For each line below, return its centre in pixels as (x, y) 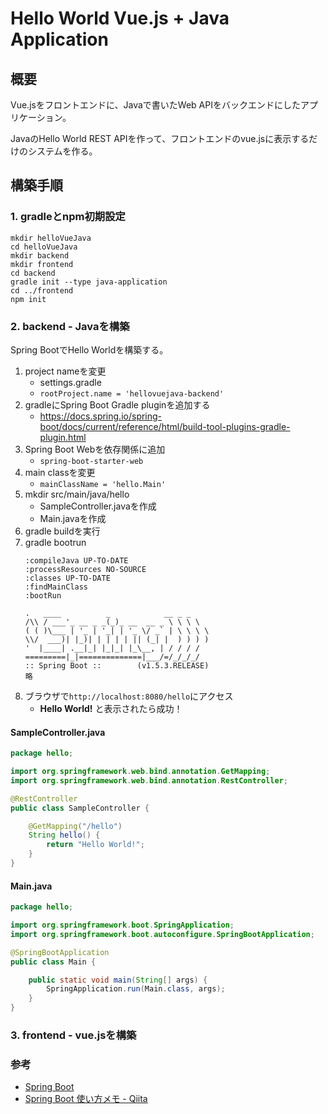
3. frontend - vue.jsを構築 (73, 1035)
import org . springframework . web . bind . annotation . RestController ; (149, 780)
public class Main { (53, 962)
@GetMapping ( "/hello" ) (75, 826)
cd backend (33, 273)
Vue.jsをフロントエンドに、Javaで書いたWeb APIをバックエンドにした (155, 105)
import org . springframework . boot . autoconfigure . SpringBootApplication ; (162, 934)
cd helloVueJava (44, 247)
